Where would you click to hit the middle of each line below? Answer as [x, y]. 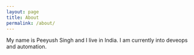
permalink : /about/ [31, 23]
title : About [23, 18]
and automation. [27, 47]
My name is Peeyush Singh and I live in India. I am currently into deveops [97, 40]
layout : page [23, 12]
